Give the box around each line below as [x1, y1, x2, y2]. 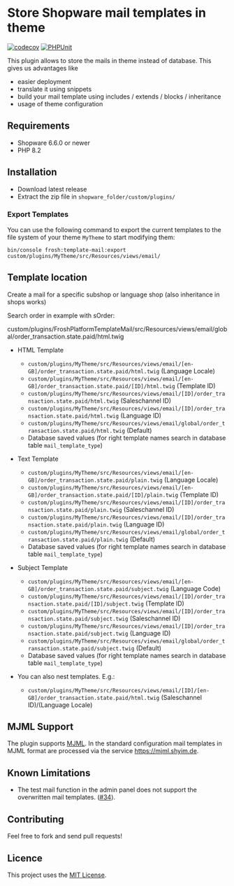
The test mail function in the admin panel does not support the [17, 785, 197, 794]
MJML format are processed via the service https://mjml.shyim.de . [7, 747, 199, 755]
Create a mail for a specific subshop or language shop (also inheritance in [7, 290, 220, 299]
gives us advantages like [7, 64, 78, 72]
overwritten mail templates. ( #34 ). [17, 793, 116, 801]
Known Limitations [7, 767, 91, 779]
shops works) [7, 297, 47, 306]
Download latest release [17, 185, 87, 193]
